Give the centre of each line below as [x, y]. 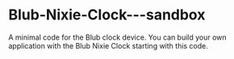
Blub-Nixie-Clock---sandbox [107, 15]
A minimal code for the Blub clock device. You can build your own [118, 37]
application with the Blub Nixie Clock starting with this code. [108, 45]
